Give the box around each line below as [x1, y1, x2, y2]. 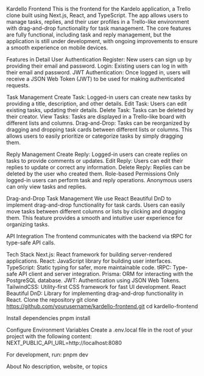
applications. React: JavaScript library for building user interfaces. [6, 257, 172, 264]
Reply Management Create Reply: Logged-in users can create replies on [6, 151, 188, 158]
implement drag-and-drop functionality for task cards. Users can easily [6, 201, 185, 208]
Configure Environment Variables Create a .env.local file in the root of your [6, 326, 193, 333]
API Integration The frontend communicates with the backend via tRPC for [6, 233, 192, 239]
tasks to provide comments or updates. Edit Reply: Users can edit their [6, 157, 184, 164]
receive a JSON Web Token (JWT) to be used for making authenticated [6, 76, 185, 82]
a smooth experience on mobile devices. [6, 44, 108, 51]
